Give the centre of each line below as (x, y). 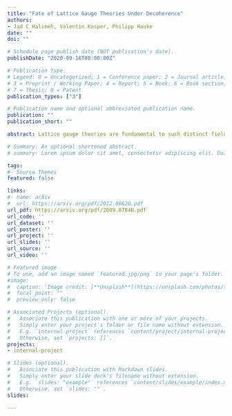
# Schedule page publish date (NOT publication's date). (91, 52)
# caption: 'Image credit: (48, 287)
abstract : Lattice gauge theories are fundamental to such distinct (108, 134)
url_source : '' (29, 249)
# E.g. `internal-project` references (66, 331)
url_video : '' (28, 255)
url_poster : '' (29, 229)
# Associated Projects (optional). (58, 312)
